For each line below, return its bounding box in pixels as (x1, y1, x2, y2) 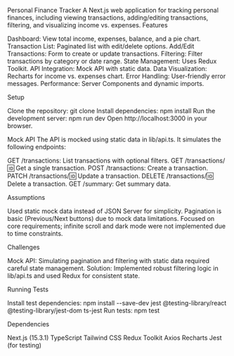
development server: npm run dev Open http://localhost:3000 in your (7, 114, 207, 122)
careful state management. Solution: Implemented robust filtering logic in (7, 264, 219, 272)
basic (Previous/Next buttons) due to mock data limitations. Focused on (7, 215, 215, 222)
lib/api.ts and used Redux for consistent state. (7, 272, 141, 280)
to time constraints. (7, 229, 63, 238)
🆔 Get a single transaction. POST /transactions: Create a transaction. (7, 164, 209, 172)
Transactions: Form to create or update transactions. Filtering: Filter (7, 49, 203, 58)
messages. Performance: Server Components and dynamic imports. (7, 80, 204, 87)
